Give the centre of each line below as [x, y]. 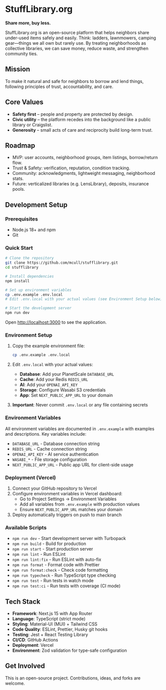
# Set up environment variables [38, 290]
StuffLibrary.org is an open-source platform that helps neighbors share [77, 32]
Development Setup [36, 205]
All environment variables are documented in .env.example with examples [80, 429]
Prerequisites [21, 219]
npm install [17, 281]
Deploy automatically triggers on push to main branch [67, 515]
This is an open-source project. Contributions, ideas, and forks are [73, 678]
